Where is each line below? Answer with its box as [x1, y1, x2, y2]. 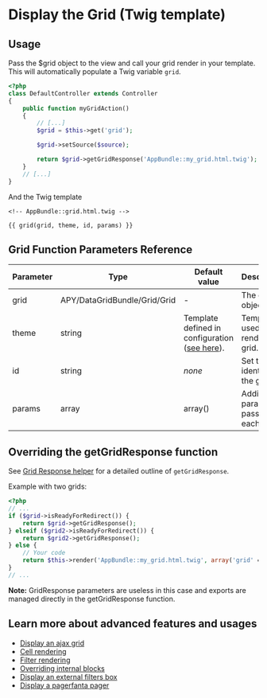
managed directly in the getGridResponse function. [8, 594, 176, 603]
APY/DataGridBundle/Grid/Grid [60, 294, 176, 306]
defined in [183, 322, 222, 333]
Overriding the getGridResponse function [8, 445, 219, 458]
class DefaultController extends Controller [8, 89, 158, 97]
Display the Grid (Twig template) [8, 6, 226, 24]
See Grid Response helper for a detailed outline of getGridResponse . [8, 466, 230, 476]
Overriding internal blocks [19, 663, 105, 673]
